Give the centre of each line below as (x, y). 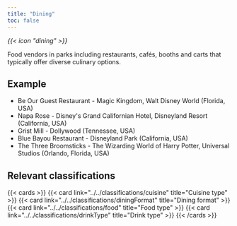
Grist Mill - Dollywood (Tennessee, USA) (76, 131)
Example (27, 84)
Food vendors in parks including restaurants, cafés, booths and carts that (114, 54)
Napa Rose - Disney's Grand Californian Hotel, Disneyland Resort (112, 116)
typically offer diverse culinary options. (64, 61)
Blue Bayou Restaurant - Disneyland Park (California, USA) (103, 138)
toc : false (23, 20)
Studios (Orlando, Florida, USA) (63, 153)
